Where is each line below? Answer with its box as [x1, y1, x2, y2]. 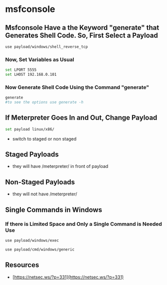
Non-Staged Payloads [5, 178, 75, 186]
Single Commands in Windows [5, 205, 102, 214]
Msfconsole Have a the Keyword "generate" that [5, 23, 160, 32]
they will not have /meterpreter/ [12, 191, 77, 197]
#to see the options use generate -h [5, 100, 84, 105]
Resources [5, 261, 39, 270]
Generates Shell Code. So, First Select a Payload [5, 31, 158, 39]
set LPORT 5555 [5, 67, 37, 73]
